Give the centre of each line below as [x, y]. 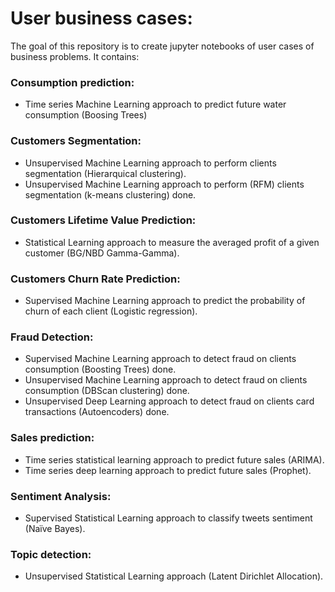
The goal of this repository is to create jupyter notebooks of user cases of [162, 46]
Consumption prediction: [72, 82]
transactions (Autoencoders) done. [97, 412]
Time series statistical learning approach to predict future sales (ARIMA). [174, 459]
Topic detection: [51, 554]
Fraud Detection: [52, 337]
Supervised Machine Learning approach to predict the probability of [165, 301]
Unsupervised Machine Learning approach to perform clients [150, 163]
